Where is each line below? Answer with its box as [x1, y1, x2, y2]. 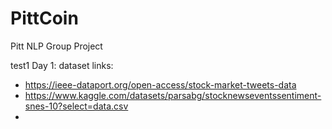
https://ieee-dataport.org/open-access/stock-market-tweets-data [24, 78, 297, 91]
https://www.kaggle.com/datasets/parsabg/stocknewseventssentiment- [24, 89, 322, 101]
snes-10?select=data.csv [24, 100, 129, 112]
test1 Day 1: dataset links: [10, 59, 114, 71]
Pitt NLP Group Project [10, 40, 103, 52]
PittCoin [10, 7, 79, 30]
